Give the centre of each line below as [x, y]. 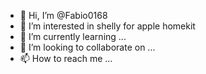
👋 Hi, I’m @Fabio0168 [63, 15]
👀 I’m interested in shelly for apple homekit [107, 26]
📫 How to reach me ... [66, 58]
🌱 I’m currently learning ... [73, 36]
